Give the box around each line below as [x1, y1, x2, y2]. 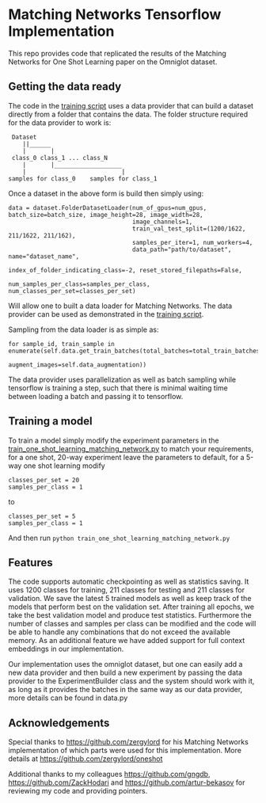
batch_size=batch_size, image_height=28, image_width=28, [8, 211, 203, 219]
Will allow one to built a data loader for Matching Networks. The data [8, 301, 233, 310]
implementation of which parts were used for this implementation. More [8, 746, 241, 755]
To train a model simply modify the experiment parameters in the [8, 436, 219, 445]
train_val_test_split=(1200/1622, [131, 224, 246, 233]
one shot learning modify [23, 461, 105, 470]
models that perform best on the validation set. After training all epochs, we [8, 602, 255, 611]
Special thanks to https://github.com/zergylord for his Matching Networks [8, 737, 249, 747]
